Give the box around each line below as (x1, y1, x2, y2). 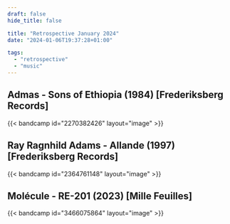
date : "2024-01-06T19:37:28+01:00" (7, 36, 113, 43)
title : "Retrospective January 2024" (7, 30, 120, 37)
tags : (7, 49, 23, 57)
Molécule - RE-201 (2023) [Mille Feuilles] (7, 190, 192, 202)
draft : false (7, 10, 46, 18)
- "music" (14, 63, 43, 70)
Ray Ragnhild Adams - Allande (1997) (7, 139, 176, 151)
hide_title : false (7, 17, 62, 24)
